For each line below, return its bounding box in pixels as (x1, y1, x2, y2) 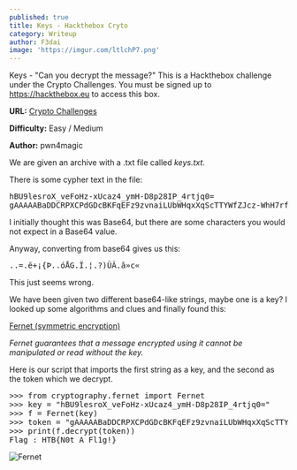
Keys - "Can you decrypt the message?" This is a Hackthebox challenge (9, 70, 272, 80)
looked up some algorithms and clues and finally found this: (9, 304, 227, 315)
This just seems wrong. (9, 277, 95, 288)
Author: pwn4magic (9, 140, 84, 151)
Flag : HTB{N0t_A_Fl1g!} (9, 435, 117, 445)
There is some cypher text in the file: (9, 174, 143, 186)
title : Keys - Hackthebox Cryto (9, 21, 128, 30)
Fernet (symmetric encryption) (9, 321, 121, 331)
